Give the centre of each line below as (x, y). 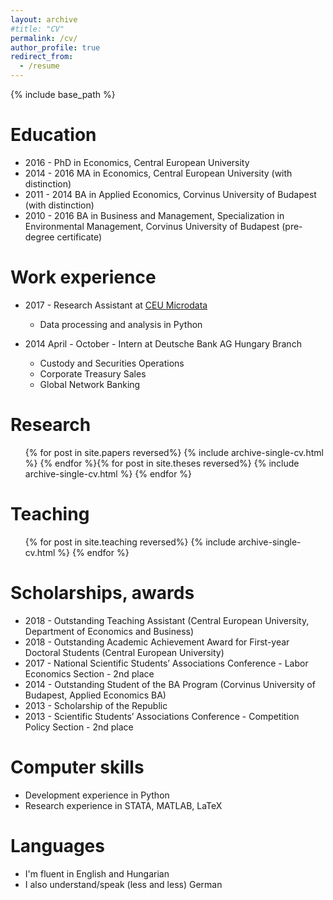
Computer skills (77, 767)
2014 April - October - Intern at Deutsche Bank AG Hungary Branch (163, 343)
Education (53, 135)
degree (39, 237)
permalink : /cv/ (44, 38)
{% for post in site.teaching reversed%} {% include (130, 542)
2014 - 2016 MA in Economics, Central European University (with (158, 173)
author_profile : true (55, 47)
